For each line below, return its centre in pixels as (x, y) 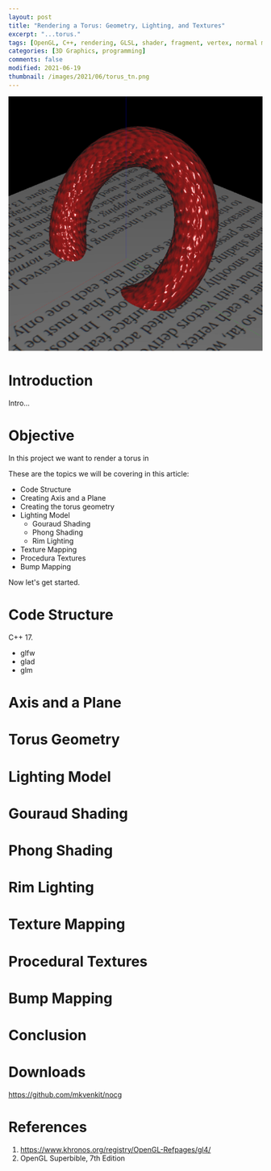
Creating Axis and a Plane (63, 498)
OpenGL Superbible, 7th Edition (73, 1158)
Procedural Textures (78, 961)
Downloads (47, 1072)
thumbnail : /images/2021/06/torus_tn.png (79, 77)
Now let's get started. (44, 582)
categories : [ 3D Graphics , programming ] (77, 51)
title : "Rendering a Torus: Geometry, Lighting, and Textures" (117, 25)
